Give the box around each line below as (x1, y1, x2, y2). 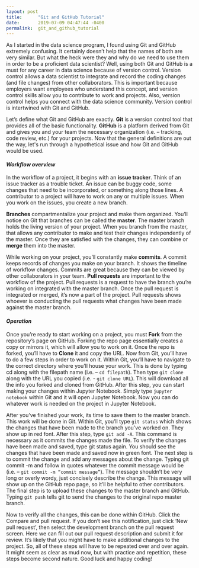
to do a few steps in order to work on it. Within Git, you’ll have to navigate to (6, 356, 191, 363)
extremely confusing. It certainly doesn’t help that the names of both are (6, 48, 183, 55)
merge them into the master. (6, 242, 76, 249)
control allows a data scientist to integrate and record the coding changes (6, 73, 187, 80)
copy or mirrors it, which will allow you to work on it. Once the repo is (6, 343, 175, 350)
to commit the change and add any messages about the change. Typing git (6, 455, 190, 463)
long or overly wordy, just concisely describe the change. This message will (6, 474, 191, 482)
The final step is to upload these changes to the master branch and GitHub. (6, 487, 190, 494)
